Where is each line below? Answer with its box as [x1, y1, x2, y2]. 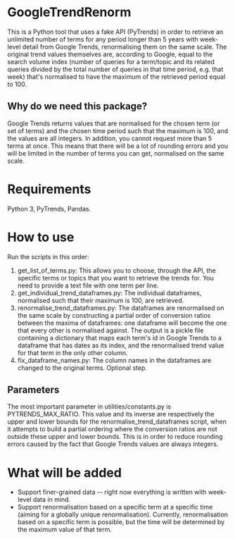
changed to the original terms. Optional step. [17, 364, 148, 372]
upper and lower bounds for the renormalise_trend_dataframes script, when [7, 417, 227, 426]
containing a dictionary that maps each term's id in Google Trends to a [17, 333, 222, 342]
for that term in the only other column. [17, 348, 128, 357]
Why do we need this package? [7, 100, 148, 113]
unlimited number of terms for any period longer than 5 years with [7, 35, 198, 43]
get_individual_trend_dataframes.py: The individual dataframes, [17, 288, 202, 297]
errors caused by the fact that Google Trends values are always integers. [7, 440, 219, 448]
